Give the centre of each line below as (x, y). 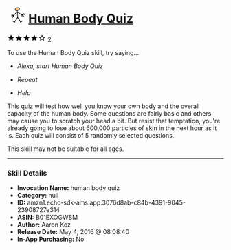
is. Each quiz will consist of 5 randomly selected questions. (91, 135)
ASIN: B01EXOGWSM (47, 218)
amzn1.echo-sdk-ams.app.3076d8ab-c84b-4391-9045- (106, 202)
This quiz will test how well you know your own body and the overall (103, 106)
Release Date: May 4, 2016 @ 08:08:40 (73, 232)
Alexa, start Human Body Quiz (60, 66)
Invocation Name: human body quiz (68, 188)
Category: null (38, 196)
